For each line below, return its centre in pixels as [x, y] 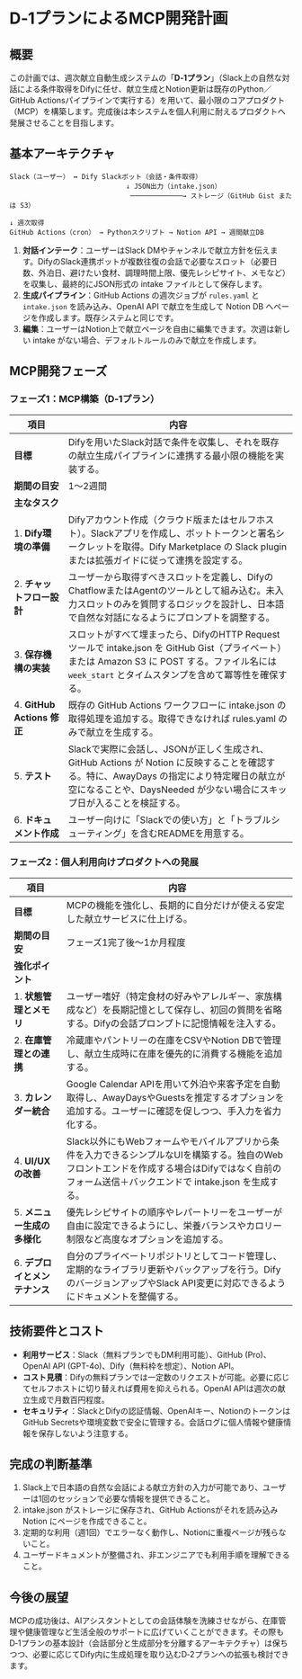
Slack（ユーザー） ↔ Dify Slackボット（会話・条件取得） [106, 176]
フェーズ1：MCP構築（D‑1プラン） [84, 399]
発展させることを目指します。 [64, 123]
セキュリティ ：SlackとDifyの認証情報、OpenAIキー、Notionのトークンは [156, 1411]
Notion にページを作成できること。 [87, 1522]
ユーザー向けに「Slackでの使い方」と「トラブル [169, 819]
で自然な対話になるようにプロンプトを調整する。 [172, 617]
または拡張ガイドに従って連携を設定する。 [158, 560]
